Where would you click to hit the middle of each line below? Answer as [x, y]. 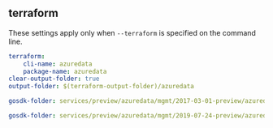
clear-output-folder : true [54, 79]
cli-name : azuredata [58, 64]
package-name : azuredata [65, 71]
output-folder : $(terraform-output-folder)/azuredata [102, 87]
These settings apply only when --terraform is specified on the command [132, 32]
